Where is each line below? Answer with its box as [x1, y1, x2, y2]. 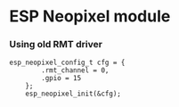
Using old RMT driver [9, 38, 102, 51]
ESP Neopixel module [9, 6, 171, 27]
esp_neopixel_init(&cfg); [25, 89, 122, 99]
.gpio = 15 [41, 74, 82, 83]
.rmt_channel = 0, [41, 66, 110, 75]
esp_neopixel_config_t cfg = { [9, 58, 126, 68]
